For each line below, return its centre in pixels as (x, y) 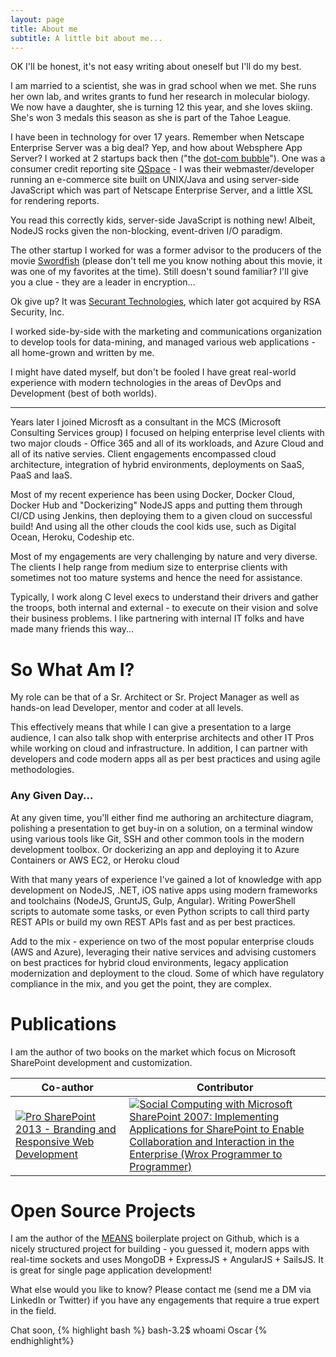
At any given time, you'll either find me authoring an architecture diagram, (162, 817)
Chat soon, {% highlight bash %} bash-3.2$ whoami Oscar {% (139, 1330)
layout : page (37, 19)
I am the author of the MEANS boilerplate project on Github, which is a (155, 1238)
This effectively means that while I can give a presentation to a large (151, 727)
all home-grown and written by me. (82, 353)
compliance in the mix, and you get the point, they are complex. (141, 983)
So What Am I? (72, 669)
